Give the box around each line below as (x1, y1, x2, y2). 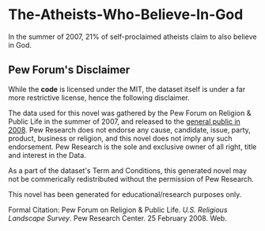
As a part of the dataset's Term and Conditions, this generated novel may (8, 165, 247, 175)
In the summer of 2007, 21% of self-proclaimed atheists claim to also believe (8, 32, 257, 41)
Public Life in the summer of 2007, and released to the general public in (8, 117, 241, 126)
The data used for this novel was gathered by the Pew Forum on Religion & (8, 108, 252, 117)
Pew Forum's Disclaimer (8, 64, 131, 77)
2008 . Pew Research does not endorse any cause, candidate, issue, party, (8, 125, 251, 134)
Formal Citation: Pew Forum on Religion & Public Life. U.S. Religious (8, 205, 228, 214)
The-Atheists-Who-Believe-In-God (8, 6, 244, 24)
